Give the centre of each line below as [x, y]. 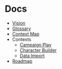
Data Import [32, 55]
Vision [19, 23]
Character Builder [38, 50]
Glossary [22, 28]
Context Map [26, 34]
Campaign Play [36, 44]
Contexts [22, 39]
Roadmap [22, 61]
